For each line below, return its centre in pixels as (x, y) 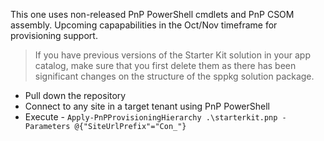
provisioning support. (54, 35)
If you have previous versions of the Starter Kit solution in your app (172, 55)
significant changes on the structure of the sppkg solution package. (174, 76)
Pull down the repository (75, 95)
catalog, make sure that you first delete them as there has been (165, 65)
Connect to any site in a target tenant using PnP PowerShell (147, 106)
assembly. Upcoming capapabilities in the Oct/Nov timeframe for (144, 25)
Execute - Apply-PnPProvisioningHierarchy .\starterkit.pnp (151, 117)
